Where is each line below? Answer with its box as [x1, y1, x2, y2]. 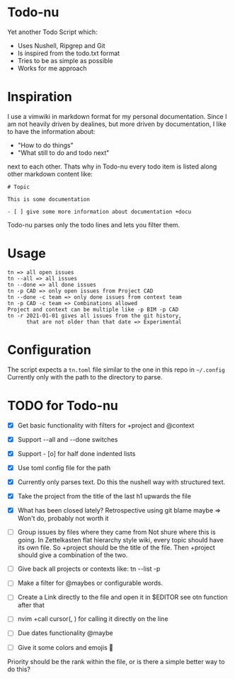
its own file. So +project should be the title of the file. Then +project [17, 543, 216, 552]
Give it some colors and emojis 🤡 [17, 643, 113, 651]
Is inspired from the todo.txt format [17, 49, 120, 57]
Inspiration [7, 89, 72, 105]
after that [17, 601, 45, 610]
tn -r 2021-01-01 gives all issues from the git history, [7, 312, 182, 319]
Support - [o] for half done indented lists [17, 449, 136, 457]
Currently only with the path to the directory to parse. [7, 372, 163, 381]
